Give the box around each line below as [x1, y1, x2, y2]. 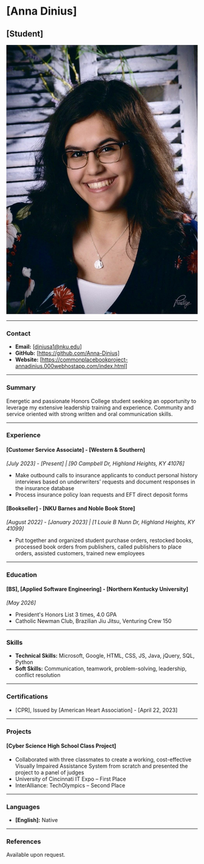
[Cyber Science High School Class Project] [6, 742, 117, 750]
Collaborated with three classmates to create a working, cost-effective [15, 756, 192, 763]
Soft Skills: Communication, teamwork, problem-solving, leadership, [15, 665, 187, 672]
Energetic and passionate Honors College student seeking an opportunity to [6, 397, 197, 404]
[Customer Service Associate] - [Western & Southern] [6, 446, 146, 454]
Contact [6, 329, 31, 337]
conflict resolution [15, 672, 61, 679]
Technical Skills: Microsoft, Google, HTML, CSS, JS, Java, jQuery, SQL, [15, 652, 195, 659]
